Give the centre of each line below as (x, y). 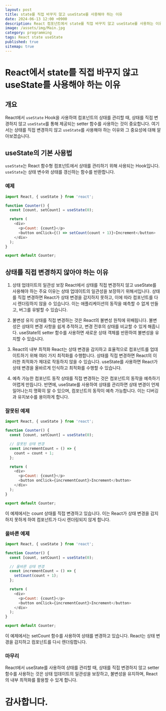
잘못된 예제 (18, 411)
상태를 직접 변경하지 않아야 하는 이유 (57, 272)
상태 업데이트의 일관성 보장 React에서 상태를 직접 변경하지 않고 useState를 (84, 285)
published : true (22, 42)
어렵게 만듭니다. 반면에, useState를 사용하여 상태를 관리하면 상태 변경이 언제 (86, 385)
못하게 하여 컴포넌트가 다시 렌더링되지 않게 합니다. (62, 519)
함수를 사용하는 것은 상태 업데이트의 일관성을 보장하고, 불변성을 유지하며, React (82, 674)
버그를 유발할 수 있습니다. (43, 310)
